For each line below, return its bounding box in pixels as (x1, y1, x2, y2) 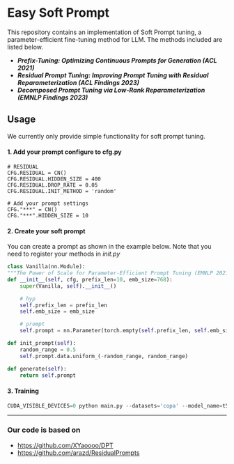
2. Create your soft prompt (7, 226, 86, 235)
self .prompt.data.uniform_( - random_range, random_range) (19, 353, 189, 359)
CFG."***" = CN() (7, 206, 58, 213)
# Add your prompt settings (7, 200, 89, 207)
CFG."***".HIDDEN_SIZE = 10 (7, 212, 89, 219)
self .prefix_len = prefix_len (19, 302, 108, 309)
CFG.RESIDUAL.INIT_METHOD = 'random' (7, 187, 117, 194)
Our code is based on (7, 425, 81, 435)
